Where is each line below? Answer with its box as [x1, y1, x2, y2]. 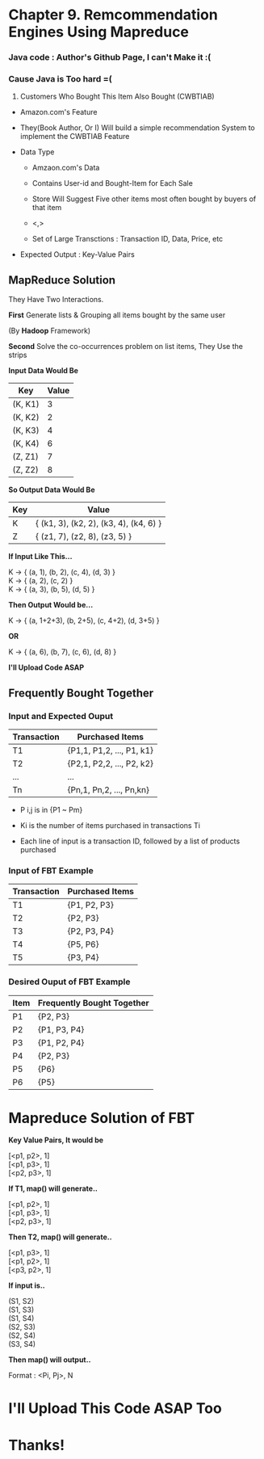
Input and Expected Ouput [8, 710, 114, 721]
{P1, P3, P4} [37, 1024, 85, 1035]
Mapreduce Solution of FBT [8, 1108, 195, 1127]
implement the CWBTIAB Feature [19, 132, 130, 141]
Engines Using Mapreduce [8, 23, 190, 41]
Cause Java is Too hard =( [8, 74, 112, 85]
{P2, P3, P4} [67, 926, 115, 937]
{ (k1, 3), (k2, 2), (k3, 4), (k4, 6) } [35, 518, 162, 529]
